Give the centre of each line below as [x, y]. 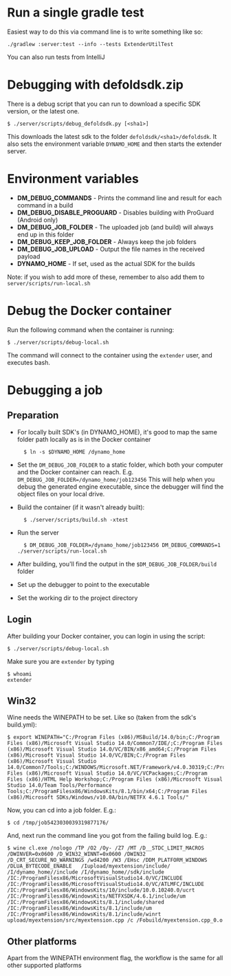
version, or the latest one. [43, 111]
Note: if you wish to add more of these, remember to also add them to [106, 277]
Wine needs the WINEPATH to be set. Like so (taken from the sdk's [102, 718]
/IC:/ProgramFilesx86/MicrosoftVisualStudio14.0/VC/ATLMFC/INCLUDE [106, 885]
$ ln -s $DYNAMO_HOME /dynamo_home [75, 452]
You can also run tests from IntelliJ [56, 57]
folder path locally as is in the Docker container [84, 439]
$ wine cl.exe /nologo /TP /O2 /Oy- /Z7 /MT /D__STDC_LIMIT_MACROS [106, 848]
